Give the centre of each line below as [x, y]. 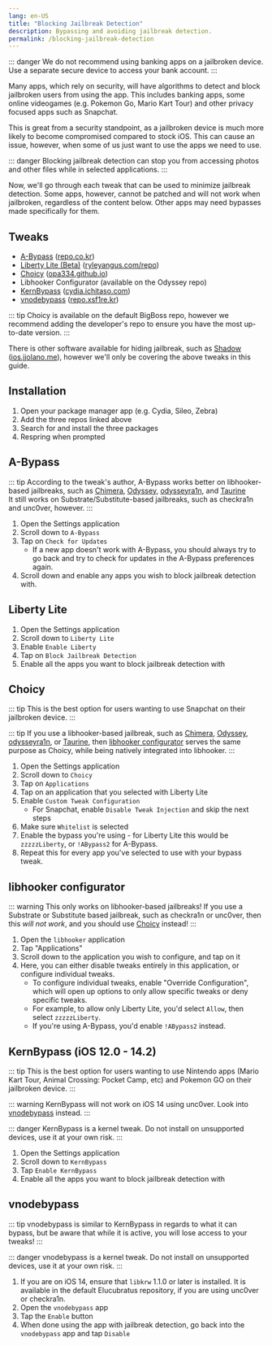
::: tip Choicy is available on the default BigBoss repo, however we [119, 316]
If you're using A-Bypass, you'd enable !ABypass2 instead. [129, 1026]
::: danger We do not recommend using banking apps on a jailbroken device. [136, 62]
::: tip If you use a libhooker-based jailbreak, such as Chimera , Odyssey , [129, 734]
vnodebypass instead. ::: [50, 1113]
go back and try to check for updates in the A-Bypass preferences [143, 558]
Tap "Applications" [51, 948]
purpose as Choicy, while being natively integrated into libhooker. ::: [122, 751]
